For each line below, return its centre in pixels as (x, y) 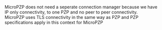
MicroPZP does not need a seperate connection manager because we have (81, 7)
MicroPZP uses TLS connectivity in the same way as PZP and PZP (72, 17)
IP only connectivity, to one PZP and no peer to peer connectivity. (71, 12)
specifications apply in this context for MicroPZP (54, 22)
